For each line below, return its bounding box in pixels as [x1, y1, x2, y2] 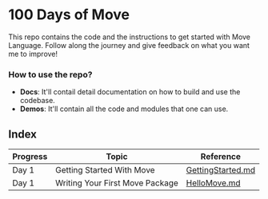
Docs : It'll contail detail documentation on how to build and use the [19, 87, 241, 97]
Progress [12, 151, 48, 162]
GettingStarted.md [186, 165, 256, 176]
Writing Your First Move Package [55, 177, 178, 189]
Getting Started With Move [55, 165, 155, 176]
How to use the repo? [8, 69, 93, 80]
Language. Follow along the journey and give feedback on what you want [8, 40, 250, 50]
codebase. [19, 96, 56, 105]
